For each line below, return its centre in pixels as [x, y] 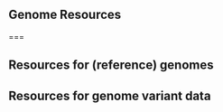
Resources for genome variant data [110, 95]
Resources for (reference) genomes [111, 65]
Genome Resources [65, 15]
